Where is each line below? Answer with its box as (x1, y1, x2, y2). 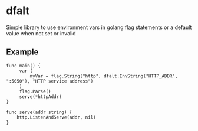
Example (6, 47, 39, 57)
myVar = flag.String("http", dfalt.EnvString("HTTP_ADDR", (29, 73, 178, 79)
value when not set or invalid (6, 30, 76, 37)
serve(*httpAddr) (19, 93, 62, 100)
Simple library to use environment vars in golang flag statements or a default (6, 24, 192, 31)
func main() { (6, 63, 41, 68)
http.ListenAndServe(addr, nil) (16, 114, 96, 120)
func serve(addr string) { (6, 109, 72, 115)
